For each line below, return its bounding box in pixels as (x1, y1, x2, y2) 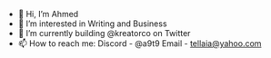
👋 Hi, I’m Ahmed (17, 9, 79, 19)
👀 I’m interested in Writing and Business (17, 18, 167, 29)
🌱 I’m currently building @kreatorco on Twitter (17, 28, 191, 38)
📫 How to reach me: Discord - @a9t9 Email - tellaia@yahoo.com (17, 38, 262, 49)
